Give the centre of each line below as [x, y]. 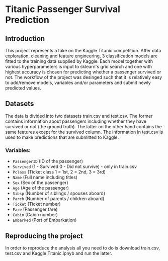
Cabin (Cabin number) [35, 215]
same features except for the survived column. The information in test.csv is [84, 132]
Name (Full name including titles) [45, 178]
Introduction [25, 38]
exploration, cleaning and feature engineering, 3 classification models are [81, 56]
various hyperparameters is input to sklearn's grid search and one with [79, 67]
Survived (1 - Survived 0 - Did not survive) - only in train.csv [75, 166]
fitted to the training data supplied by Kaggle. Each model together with [79, 61]
